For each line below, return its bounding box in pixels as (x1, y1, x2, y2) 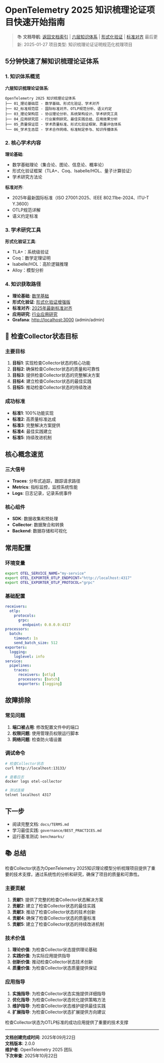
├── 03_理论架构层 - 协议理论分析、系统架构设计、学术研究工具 (5, 111, 118, 116)
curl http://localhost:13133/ (5, 765, 67, 771)
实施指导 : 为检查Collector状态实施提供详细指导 (12, 991, 106, 996)
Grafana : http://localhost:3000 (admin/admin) (12, 317, 105, 323)
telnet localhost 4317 (5, 792, 51, 798)
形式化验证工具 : (5, 238, 37, 245)
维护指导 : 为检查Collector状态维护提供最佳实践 (12, 1003, 106, 1009)
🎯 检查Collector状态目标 (5, 332, 78, 340)
